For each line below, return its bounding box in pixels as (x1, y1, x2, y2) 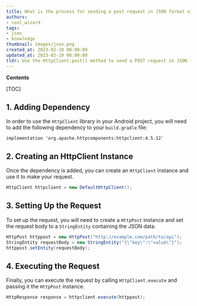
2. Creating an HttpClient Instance (6, 151, 134, 162)
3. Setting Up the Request (6, 201, 101, 211)
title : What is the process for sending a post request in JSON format (6, 8, 185, 15)
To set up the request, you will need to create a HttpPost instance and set (6, 216, 184, 223)
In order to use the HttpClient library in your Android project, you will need (6, 118, 187, 125)
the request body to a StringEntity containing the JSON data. (6, 223, 157, 230)
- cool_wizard (6, 19, 41, 25)
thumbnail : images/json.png (6, 42, 75, 48)
